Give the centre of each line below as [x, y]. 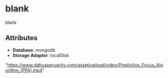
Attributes [21, 38]
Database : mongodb [34, 50]
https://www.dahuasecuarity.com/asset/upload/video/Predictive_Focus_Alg [85, 65]
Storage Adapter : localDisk [41, 55]
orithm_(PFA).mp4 [24, 70]
